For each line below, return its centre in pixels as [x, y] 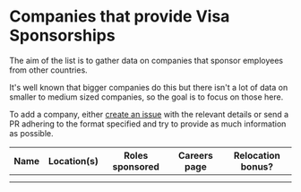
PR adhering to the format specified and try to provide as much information [148, 124]
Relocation [257, 155]
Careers [195, 155]
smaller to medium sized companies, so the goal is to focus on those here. [146, 97]
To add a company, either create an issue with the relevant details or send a [149, 114]
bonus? [257, 166]
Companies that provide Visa [120, 17]
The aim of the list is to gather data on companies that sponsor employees [146, 60]
